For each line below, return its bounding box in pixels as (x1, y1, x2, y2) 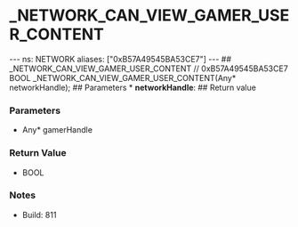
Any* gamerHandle (21, 125, 93, 135)
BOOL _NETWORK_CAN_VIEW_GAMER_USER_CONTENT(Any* (9, 72, 237, 83)
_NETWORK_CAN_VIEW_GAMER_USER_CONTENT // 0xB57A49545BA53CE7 (9, 63, 289, 74)
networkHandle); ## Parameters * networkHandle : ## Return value (9, 82, 256, 93)
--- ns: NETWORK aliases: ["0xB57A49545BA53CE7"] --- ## (9, 53, 232, 64)
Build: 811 (21, 209, 57, 220)
